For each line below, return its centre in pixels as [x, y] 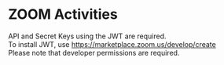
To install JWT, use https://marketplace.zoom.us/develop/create [112, 44]
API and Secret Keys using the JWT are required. [87, 36]
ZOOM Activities [63, 14]
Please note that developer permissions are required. [94, 52]
